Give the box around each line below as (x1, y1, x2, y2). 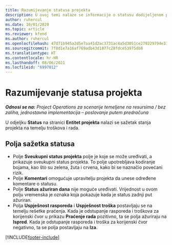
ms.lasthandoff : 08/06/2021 (5, 60, 66, 65)
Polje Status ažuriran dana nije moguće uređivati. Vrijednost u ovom (12, 186, 158, 192)
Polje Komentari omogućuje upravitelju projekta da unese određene (12, 175, 156, 181)
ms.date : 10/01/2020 (5, 22, 50, 27)
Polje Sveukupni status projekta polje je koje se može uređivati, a (12, 153, 152, 159)
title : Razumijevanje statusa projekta (5, 7, 91, 13)
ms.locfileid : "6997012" (5, 65, 58, 70)
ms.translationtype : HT (5, 50, 56, 55)
